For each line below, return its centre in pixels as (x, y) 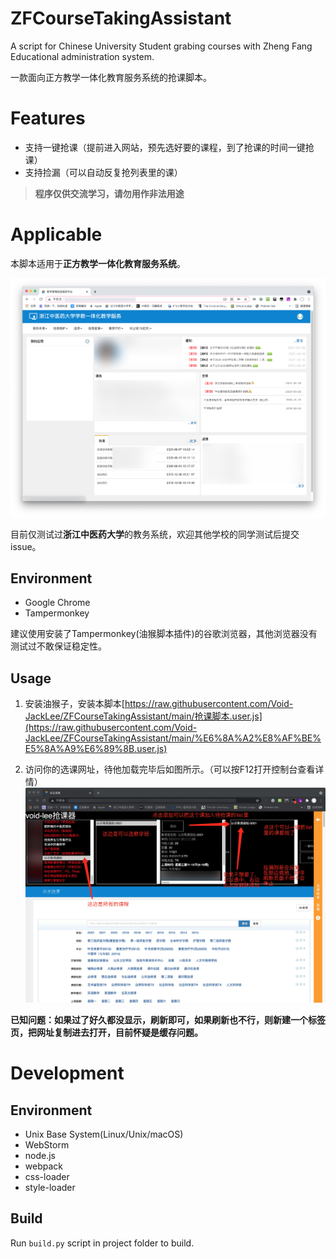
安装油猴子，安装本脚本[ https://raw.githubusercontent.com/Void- (159, 704)
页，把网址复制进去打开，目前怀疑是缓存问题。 (106, 1032)
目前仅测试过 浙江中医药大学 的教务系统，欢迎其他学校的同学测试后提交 (155, 534)
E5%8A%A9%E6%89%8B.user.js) (96, 749)
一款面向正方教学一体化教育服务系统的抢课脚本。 (111, 77)
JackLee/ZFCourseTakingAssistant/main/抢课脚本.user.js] (143, 716)
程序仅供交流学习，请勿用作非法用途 (109, 193)
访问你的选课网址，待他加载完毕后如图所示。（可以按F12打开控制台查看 (170, 769)
